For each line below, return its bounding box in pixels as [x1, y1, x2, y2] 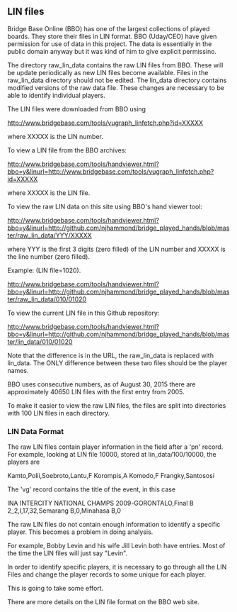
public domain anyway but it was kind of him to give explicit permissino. [7, 47, 217, 55]
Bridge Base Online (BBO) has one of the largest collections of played [7, 24, 210, 33]
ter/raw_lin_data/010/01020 [7, 294, 87, 304]
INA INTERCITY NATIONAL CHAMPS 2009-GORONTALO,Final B [7, 499, 194, 508]
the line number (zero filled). [7, 252, 91, 261]
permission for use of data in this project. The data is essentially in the [7, 39, 212, 48]
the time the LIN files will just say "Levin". [7, 549, 128, 557]
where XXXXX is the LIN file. [7, 188, 91, 197]
